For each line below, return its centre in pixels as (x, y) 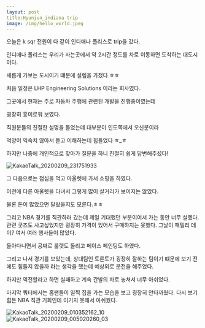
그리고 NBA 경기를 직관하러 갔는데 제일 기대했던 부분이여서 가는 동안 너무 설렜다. (103, 218)
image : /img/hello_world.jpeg (45, 23)
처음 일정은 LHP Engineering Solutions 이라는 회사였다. (74, 88)
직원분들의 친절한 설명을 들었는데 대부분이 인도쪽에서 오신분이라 (83, 128)
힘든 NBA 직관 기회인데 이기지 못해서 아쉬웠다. (62, 300)
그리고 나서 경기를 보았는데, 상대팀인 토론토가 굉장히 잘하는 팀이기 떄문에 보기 (99, 259)
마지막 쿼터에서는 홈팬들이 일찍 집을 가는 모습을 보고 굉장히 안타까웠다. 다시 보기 (102, 292)
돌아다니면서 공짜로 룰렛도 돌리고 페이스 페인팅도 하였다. (74, 246)
